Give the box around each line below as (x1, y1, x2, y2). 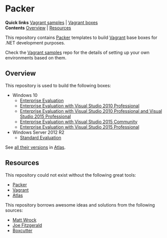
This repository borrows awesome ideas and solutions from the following (5, 202, 155, 208)
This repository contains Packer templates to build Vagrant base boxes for (5, 34, 158, 40)
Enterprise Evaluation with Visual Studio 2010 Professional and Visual (19, 108, 162, 114)
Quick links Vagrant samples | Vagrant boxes (5, 19, 98, 25)
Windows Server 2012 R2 (12, 129, 65, 135)
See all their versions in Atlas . (5, 144, 66, 150)
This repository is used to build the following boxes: (5, 82, 111, 88)
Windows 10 (12, 92, 38, 98)
